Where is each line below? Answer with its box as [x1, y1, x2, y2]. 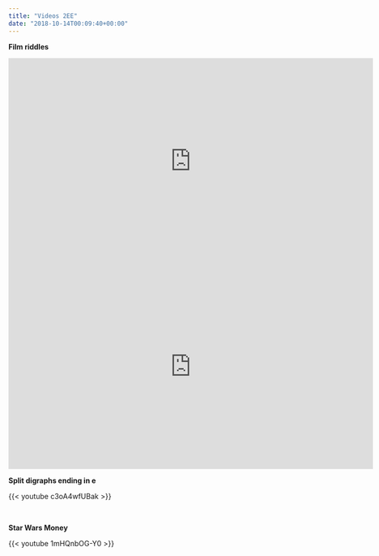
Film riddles [8, 41, 49, 51]
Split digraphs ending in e [8, 476, 96, 485]
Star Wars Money [8, 523, 69, 532]
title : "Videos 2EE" [8, 11, 79, 20]
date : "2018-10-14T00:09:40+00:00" [8, 19, 129, 28]
